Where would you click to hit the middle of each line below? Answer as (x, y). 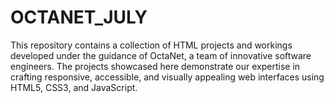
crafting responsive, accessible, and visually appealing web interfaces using (167, 77)
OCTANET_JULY (79, 17)
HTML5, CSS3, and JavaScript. (74, 87)
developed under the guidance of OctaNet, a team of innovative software (161, 55)
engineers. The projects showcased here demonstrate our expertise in (155, 66)
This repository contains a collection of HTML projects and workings (151, 45)
